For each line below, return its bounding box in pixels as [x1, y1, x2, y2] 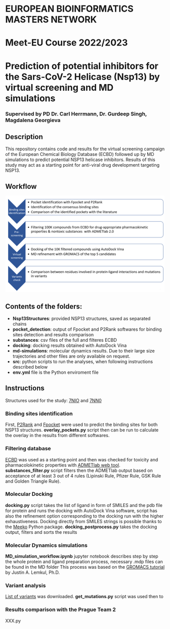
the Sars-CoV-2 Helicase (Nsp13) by [5, 71, 160, 83]
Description [5, 132, 43, 141]
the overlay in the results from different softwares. [5, 433, 110, 439]
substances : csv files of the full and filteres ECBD [12, 337, 117, 343]
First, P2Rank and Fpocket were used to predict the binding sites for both [5, 421, 158, 428]
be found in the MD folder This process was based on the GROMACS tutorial [5, 564, 165, 570]
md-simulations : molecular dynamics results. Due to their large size [12, 348, 155, 354]
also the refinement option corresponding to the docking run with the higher [5, 513, 164, 519]
